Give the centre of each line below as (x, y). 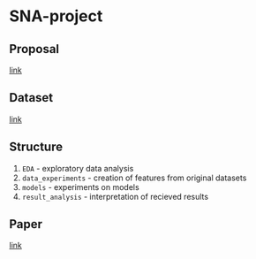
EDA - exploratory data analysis (78, 168)
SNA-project (56, 16)
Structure (36, 147)
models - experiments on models (80, 187)
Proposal (34, 49)
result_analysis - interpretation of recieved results (115, 196)
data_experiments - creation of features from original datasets (134, 178)
